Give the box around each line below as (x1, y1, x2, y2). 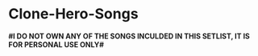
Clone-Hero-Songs (8, 5, 139, 23)
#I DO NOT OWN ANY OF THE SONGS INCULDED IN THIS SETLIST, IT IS (8, 31, 250, 41)
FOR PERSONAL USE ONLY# (8, 39, 105, 49)
